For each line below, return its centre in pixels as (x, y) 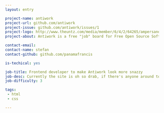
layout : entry (20, 9)
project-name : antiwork (29, 18)
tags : (10, 90)
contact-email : (20, 45)
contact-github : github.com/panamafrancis (49, 54)
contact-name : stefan (27, 50)
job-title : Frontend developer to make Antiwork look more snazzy (74, 72)
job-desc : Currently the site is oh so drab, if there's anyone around (79, 76)
